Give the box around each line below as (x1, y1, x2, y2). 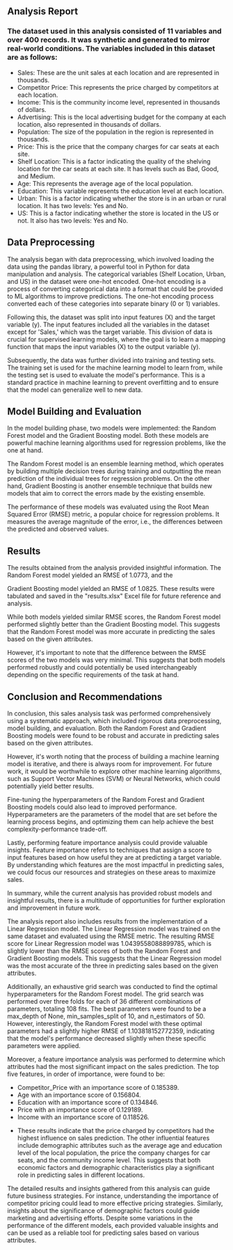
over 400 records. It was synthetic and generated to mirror (7, 35, 210, 45)
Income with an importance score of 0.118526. (17, 1113, 150, 1121)
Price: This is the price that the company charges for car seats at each (17, 142, 220, 150)
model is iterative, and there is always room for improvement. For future (7, 759, 212, 768)
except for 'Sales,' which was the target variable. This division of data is (7, 327, 213, 336)
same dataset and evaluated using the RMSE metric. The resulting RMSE (7, 932, 215, 940)
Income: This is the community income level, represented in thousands (17, 97, 220, 106)
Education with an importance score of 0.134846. (17, 1098, 159, 1106)
